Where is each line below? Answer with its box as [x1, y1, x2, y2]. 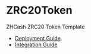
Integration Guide [14, 41, 58, 48]
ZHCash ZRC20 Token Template [6, 23, 85, 30]
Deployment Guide [14, 34, 61, 42]
